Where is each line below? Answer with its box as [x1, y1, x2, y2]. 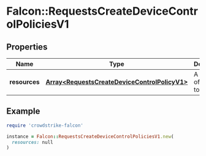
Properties [6, 42, 48, 52]
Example [6, 106, 40, 117]
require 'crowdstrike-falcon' [6, 122, 84, 128]
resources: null [12, 139, 53, 145]
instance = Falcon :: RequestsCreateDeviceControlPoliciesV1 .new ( [6, 133, 174, 139]
